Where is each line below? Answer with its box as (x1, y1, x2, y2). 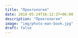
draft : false (5, 26, 32, 31)
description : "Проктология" (5, 16, 63, 21)
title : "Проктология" (5, 7, 50, 12)
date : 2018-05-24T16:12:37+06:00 (5, 12, 74, 17)
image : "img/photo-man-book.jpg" (5, 21, 74, 26)
